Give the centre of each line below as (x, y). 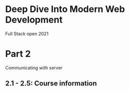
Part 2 (18, 54)
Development (34, 20)
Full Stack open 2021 (27, 33)
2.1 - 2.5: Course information (51, 83)
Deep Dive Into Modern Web (65, 9)
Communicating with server (34, 67)
